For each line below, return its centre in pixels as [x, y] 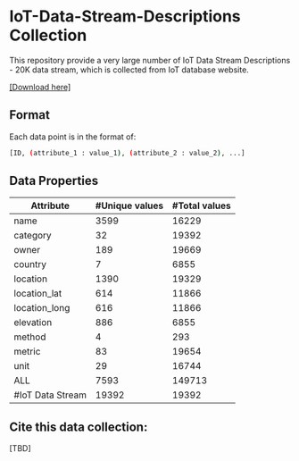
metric [27, 352]
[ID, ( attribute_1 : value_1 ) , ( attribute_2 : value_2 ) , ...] [127, 153]
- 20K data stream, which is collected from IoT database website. [129, 70]
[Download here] [40, 87]
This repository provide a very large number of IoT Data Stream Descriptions [150, 60]
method [30, 337]
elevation [33, 323]
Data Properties [54, 181]
